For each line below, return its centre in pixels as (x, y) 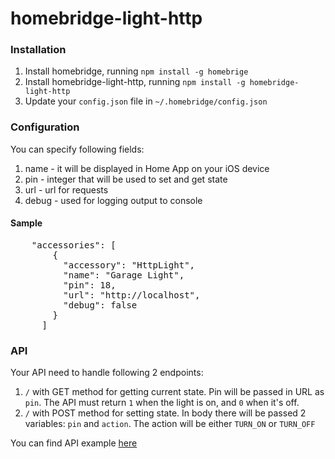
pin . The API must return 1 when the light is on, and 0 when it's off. (162, 403)
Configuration (45, 127)
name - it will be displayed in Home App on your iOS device (147, 168)
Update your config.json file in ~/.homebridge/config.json (146, 101)
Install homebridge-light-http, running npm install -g (135, 82)
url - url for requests (66, 189)
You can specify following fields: (77, 149)
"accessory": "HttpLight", (129, 265)
